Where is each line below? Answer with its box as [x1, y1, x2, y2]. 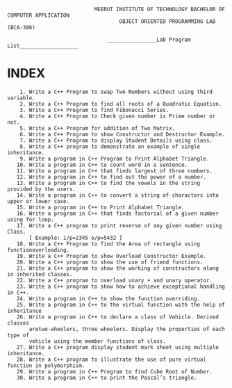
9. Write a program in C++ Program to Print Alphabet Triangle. [19, 155, 210, 162]
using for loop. [7, 216, 54, 223]
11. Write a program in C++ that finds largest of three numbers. [16, 167, 213, 175]
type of [7, 332, 30, 339]
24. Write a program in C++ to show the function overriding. [16, 295, 200, 302]
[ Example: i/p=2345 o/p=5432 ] [28, 234, 123, 241]
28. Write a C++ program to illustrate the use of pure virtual [16, 356, 207, 363]
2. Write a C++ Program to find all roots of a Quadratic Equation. [19, 100, 222, 107]
